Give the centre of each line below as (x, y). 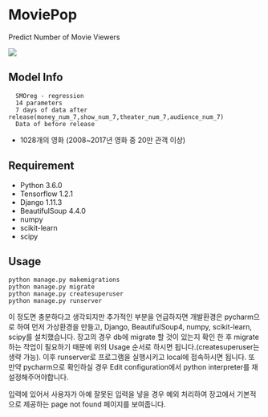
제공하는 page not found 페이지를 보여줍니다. (94, 404)
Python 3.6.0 (41, 185)
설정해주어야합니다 (37, 377)
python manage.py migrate (51, 287)
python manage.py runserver (55, 301)
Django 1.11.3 (41, 202)
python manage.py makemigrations (64, 280)
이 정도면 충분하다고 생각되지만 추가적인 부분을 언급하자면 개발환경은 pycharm (131, 317)
